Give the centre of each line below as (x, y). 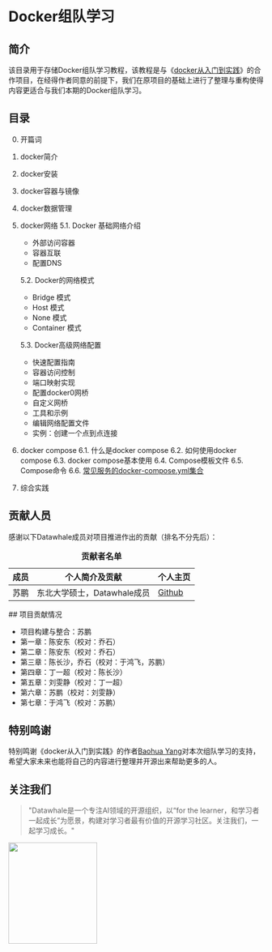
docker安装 (39, 173)
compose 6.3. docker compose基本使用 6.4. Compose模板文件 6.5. (132, 460)
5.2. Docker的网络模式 (57, 280)
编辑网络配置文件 (61, 423)
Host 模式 (48, 307)
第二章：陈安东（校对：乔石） (70, 651)
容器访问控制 (53, 372)
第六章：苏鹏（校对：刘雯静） (70, 692)
